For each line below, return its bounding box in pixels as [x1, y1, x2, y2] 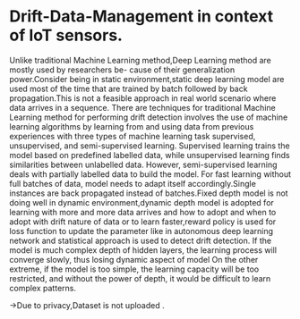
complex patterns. [9, 282, 76, 293]
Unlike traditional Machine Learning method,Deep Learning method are [9, 55, 271, 65]
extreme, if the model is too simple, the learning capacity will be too [9, 264, 260, 274]
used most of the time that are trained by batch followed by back [9, 83, 248, 94]
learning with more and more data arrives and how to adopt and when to [9, 206, 277, 217]
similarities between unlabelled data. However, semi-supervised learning [9, 159, 278, 170]
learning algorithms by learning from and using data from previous [9, 121, 254, 131]
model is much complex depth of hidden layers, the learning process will [9, 244, 278, 256]
